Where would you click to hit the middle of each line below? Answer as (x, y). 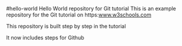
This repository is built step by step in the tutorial (66, 26)
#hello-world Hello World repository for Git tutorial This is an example (91, 9)
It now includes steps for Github (45, 37)
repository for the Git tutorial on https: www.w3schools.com (79, 15)
